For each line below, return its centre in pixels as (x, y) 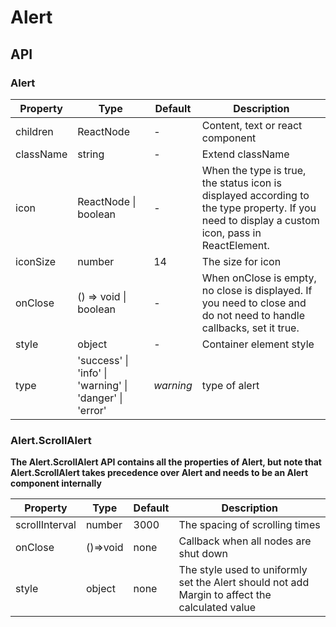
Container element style (258, 344)
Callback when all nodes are (245, 541)
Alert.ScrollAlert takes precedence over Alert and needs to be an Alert (159, 473)
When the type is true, (254, 170)
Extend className (245, 154)
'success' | (103, 360)
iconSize (36, 261)
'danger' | (100, 398)
